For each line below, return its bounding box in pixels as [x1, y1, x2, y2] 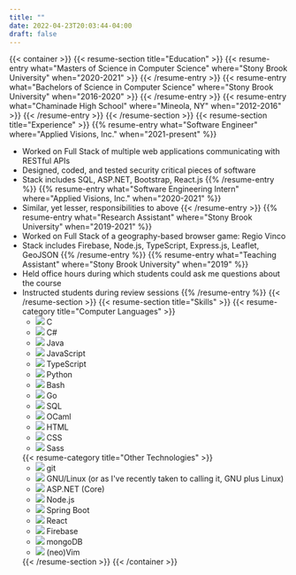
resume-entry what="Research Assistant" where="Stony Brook [21, 212, 253, 222]
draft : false [9, 29, 57, 38]
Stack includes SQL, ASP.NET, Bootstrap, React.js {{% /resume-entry [21, 175, 275, 185]
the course [21, 278, 62, 289]
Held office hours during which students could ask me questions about [21, 268, 281, 279]
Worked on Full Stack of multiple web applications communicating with [21, 146, 280, 157]
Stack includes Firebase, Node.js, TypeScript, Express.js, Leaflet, [21, 240, 260, 251]
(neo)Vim [46, 547, 80, 558]
